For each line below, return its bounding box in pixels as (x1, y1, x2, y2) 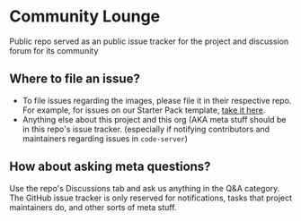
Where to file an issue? (9, 72, 141, 87)
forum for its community (9, 45, 99, 55)
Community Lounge (9, 6, 161, 27)
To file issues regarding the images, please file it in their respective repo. (22, 95, 292, 106)
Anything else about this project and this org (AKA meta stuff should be (22, 114, 287, 124)
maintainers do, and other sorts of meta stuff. (9, 201, 177, 212)
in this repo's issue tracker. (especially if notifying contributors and (22, 123, 270, 134)
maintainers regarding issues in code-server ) (22, 132, 189, 144)
